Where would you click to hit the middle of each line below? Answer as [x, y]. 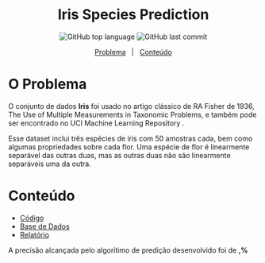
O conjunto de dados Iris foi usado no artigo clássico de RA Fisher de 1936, [132, 106]
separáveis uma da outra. [50, 164]
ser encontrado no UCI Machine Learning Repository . [96, 123]
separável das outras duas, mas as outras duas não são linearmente [120, 155]
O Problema [48, 84]
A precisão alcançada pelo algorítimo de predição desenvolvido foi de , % [128, 250]
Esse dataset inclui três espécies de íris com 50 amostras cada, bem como [131, 138]
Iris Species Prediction [133, 15]
